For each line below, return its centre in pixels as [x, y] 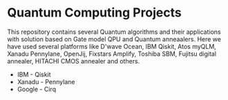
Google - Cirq [37, 89]
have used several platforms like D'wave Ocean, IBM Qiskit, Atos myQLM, [112, 46]
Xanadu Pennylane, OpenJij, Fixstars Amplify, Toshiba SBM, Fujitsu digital [112, 54]
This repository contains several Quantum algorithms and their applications [114, 32]
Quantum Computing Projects [94, 13]
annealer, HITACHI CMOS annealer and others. [74, 61]
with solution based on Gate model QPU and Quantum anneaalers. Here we [114, 39]
